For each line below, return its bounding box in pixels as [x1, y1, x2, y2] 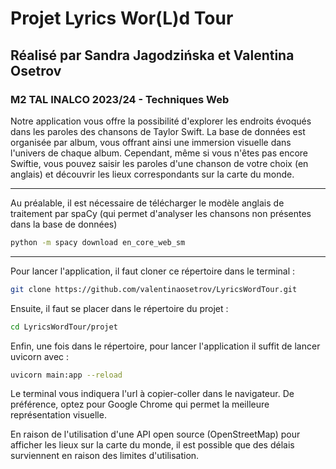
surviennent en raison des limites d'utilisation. [10, 450, 200, 462]
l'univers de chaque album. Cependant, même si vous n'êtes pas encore [10, 147, 309, 159]
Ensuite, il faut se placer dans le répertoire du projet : [10, 302, 229, 314]
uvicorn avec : [10, 350, 70, 362]
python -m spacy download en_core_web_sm [10, 237, 186, 247]
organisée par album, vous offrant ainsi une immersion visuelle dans [10, 136, 292, 148]
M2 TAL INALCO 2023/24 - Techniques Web [10, 92, 230, 106]
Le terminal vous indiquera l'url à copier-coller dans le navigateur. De [10, 388, 295, 400]
